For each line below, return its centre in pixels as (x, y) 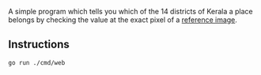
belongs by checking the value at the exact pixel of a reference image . (123, 20)
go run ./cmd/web (37, 62)
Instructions (39, 45)
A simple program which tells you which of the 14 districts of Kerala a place (130, 11)
